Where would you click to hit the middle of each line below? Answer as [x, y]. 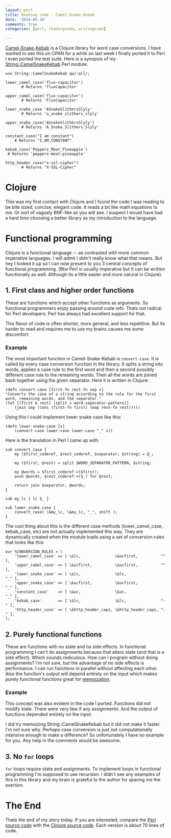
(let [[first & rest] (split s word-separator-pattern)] [67, 403]
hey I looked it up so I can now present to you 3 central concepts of [76, 264]
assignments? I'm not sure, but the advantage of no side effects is [75, 663]
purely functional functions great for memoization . [58, 679]
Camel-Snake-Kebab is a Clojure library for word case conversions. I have [83, 48]
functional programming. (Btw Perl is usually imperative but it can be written [85, 269]
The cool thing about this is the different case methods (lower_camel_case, [84, 526]
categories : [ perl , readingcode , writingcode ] [56, 29]
